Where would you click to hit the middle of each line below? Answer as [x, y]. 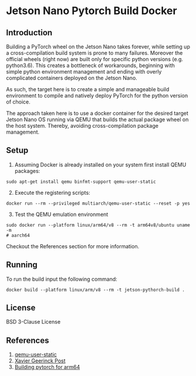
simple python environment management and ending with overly [84, 71]
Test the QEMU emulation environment [61, 214]
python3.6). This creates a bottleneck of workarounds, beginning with [90, 65]
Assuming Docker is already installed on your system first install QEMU [100, 164]
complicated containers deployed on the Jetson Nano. [72, 78]
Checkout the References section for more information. [73, 246]
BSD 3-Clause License [33, 322]
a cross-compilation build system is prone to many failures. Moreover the [94, 53]
